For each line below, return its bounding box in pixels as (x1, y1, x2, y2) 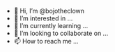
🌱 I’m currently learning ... (13, 22, 89, 30)
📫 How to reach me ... (13, 37, 79, 45)
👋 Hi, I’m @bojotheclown (13, 7, 85, 15)
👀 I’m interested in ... (13, 14, 73, 22)
